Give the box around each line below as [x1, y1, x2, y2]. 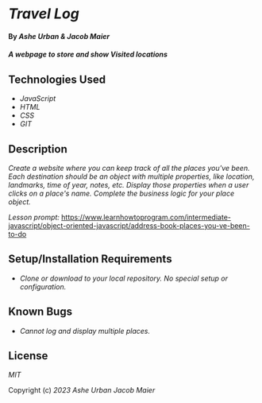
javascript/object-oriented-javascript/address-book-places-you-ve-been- [8, 221, 250, 231]
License [8, 349, 48, 362]
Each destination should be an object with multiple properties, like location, [8, 172, 255, 181]
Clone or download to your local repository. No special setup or [19, 273, 229, 283]
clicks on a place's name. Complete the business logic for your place [8, 188, 235, 198]
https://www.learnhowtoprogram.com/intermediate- [60, 212, 232, 222]
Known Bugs [8, 305, 73, 319]
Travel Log [8, 5, 79, 23]
